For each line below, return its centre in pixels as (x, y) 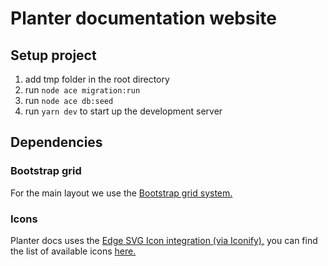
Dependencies (56, 142)
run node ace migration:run (82, 90)
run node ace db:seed (69, 100)
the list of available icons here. (73, 251)
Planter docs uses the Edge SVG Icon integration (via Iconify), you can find (164, 240)
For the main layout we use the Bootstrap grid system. (121, 193)
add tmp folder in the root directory (97, 79)
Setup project (53, 55)
